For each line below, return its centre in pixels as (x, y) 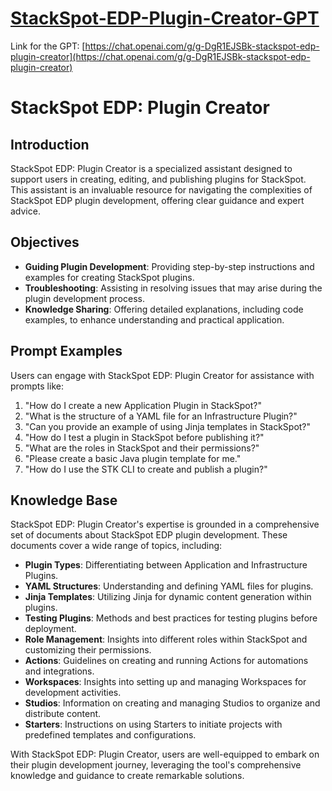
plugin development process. (84, 298)
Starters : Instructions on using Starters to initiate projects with (153, 724)
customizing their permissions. (88, 650)
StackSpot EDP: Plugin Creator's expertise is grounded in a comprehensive (165, 524)
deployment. (50, 629)
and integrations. (59, 671)
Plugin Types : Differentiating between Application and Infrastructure (166, 565)
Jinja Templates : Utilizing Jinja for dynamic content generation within (168, 597)
